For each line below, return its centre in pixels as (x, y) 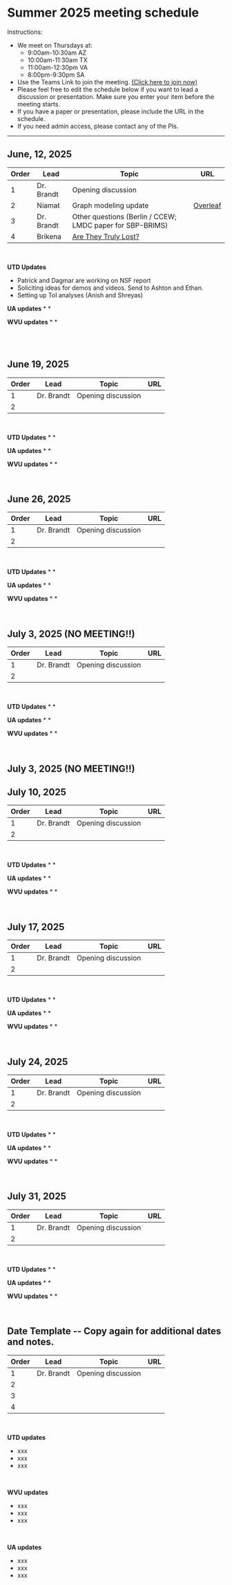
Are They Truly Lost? (106, 237)
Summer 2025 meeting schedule (103, 13)
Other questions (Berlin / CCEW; (125, 216)
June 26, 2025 (39, 499)
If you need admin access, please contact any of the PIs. (98, 126)
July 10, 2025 (37, 792)
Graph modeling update (110, 205)
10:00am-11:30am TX (57, 59)
